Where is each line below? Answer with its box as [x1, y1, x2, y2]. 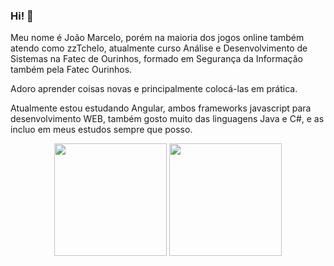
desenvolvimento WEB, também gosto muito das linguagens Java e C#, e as [10, 113, 325, 125]
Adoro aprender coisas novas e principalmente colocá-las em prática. [10, 83, 298, 95]
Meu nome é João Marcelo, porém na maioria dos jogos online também [10, 32, 305, 44]
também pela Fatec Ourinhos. [10, 64, 133, 76]
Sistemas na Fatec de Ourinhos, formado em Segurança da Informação [10, 53, 303, 65]
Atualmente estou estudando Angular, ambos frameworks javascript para [10, 102, 312, 114]
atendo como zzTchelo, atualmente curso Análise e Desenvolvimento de [10, 42, 308, 54]
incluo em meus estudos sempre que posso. [10, 124, 193, 136]
